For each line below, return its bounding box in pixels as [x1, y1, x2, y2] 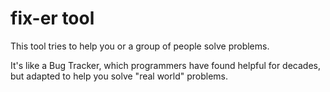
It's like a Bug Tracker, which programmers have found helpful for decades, [10, 59, 322, 71]
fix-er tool [10, 7, 95, 30]
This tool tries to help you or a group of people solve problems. [10, 40, 270, 52]
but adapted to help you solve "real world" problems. [10, 70, 228, 82]
